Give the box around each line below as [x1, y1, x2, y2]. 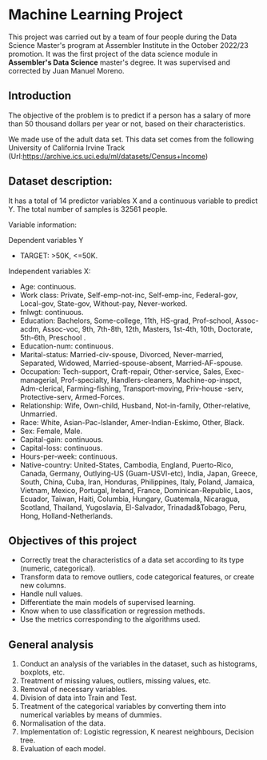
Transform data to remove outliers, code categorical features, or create [19, 572, 254, 582]
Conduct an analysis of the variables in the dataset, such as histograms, [19, 659, 257, 669]
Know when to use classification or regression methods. [19, 606, 205, 616]
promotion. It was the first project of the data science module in [8, 49, 218, 58]
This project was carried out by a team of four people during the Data [8, 32, 237, 42]
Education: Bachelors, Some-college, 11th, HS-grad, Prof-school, [19, 316, 233, 325]
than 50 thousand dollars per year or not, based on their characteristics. [8, 118, 245, 129]
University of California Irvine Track [8, 142, 126, 153]
